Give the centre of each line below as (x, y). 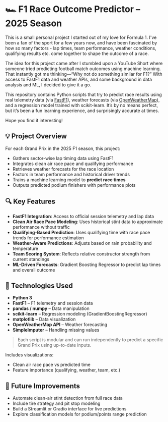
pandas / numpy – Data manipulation (51, 308)
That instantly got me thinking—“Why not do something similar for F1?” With (84, 74)
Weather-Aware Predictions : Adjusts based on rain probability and (82, 243)
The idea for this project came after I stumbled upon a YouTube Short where (84, 63)
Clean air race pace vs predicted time (51, 365)
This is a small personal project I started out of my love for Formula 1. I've (81, 37)
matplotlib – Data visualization (44, 319)
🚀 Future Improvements (43, 386)
